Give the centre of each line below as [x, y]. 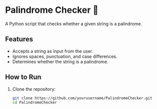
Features [19, 39]
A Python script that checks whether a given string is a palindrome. [74, 24]
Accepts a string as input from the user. [52, 51]
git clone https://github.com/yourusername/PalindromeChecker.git [82, 98]
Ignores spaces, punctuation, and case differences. [65, 56]
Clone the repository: [34, 89]
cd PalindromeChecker [34, 103]
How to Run [23, 77]
